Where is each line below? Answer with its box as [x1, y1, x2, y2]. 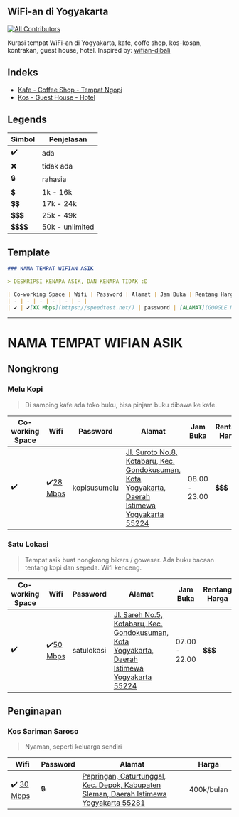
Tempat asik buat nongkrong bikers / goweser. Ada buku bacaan [24, 555, 215, 564]
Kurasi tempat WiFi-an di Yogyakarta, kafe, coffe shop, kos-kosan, [7, 38, 202, 47]
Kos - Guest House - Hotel [17, 92, 96, 102]
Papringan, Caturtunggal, [82, 771, 166, 781]
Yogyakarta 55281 [82, 798, 146, 808]
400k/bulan [188, 785, 228, 795]
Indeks [7, 67, 38, 79]
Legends [7, 114, 48, 126]
